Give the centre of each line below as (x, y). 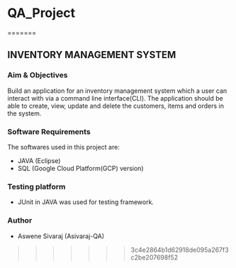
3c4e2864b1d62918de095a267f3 (180, 250)
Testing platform (36, 186)
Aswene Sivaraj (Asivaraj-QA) (61, 236)
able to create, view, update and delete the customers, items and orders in (116, 106)
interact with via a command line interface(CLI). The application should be (115, 98)
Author (20, 220)
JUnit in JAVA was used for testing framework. (86, 202)
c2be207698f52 (154, 257)
